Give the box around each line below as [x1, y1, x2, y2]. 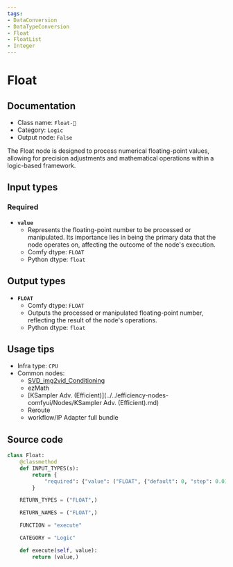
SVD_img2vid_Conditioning [27, 377, 105, 385]
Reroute [27, 406, 51, 414]
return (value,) [32, 553, 79, 560]
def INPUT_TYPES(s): [19, 465, 79, 472]
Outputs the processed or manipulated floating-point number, [27, 309, 204, 317]
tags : [7, 10, 23, 17]
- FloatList [7, 36, 42, 43]
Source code [7, 434, 64, 445]
